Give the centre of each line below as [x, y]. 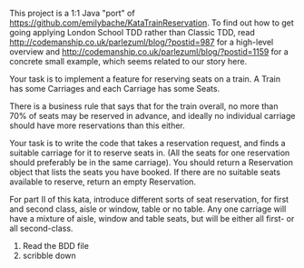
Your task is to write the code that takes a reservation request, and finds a [147, 143]
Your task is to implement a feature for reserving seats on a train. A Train [145, 79]
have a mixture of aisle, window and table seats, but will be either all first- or [152, 218]
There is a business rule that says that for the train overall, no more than [144, 106]
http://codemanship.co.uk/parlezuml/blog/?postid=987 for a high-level [142, 42]
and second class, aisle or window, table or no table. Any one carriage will [148, 209]
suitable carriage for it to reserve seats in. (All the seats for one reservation [150, 153]
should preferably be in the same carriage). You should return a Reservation [151, 162]
